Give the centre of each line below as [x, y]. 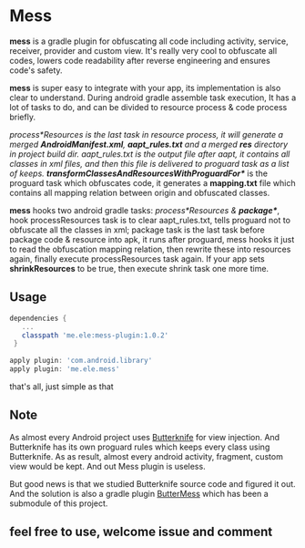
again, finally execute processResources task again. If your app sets [137, 258]
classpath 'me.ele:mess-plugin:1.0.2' [95, 335]
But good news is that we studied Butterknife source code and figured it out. [152, 483]
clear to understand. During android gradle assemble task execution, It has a [153, 98]
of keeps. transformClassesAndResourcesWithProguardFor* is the [139, 173]
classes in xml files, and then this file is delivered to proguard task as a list [149, 163]
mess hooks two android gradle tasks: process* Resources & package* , [145, 210]
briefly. [23, 117]
